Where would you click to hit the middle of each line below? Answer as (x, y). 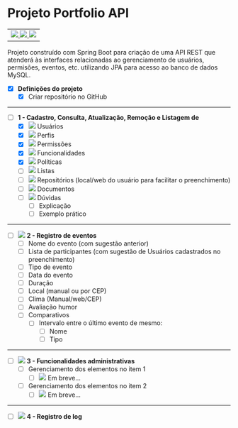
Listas (46, 171)
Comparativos (49, 315)
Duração (41, 283)
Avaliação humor (53, 307)
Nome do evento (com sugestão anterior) (88, 243)
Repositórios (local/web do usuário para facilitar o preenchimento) (134, 180)
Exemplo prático (62, 214)
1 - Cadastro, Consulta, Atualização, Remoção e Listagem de (108, 118)
